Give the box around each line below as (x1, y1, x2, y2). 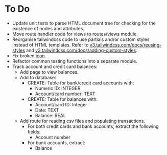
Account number (35, 134, 71, 140)
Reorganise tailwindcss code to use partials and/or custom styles (12, 36, 150, 42)
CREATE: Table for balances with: (27, 96, 98, 102)
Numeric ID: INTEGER (35, 85, 81, 91)
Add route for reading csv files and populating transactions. (19, 118, 146, 124)
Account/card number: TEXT (35, 91, 96, 97)
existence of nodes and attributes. (12, 25, 85, 31)
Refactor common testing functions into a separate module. (12, 58, 137, 64)
